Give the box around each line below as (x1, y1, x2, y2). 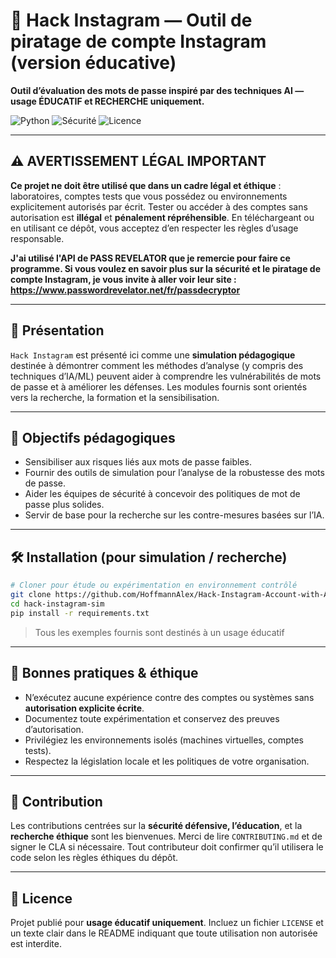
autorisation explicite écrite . (24, 702, 145, 714)
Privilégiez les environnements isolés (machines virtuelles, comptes (24, 734, 304, 746)
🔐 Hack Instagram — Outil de (10, 9, 253, 32)
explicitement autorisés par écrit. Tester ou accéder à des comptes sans (10, 200, 308, 213)
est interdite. (10, 938, 62, 950)
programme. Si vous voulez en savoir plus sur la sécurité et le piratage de (10, 262, 321, 274)
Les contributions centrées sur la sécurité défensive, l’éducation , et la (10, 820, 303, 832)
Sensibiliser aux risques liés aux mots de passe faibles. (24, 456, 253, 468)
